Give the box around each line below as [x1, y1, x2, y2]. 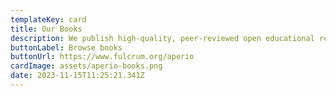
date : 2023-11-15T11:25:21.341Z [10, 71, 145, 81]
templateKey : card [10, 14, 87, 25]
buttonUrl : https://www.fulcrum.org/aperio [10, 52, 195, 62]
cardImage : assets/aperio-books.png [10, 61, 163, 71]
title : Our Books [10, 24, 83, 34]
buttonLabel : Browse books [10, 42, 123, 53]
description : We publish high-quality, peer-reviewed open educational [10, 33, 315, 43]
